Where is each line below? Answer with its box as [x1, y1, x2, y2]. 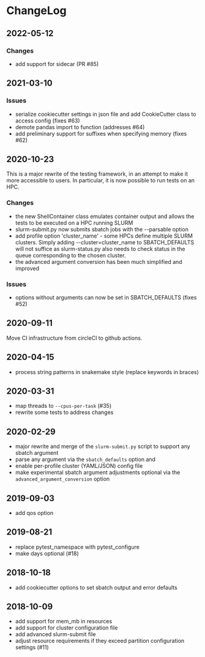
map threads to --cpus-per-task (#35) [15, 402, 112, 410]
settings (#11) [15, 644, 49, 651]
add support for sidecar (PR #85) [15, 60, 99, 67]
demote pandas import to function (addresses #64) [15, 123, 145, 130]
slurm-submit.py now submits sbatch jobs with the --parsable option [15, 225, 188, 233]
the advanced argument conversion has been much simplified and [15, 258, 182, 265]
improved [15, 265, 40, 272]
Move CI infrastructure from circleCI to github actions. [6, 334, 143, 342]
